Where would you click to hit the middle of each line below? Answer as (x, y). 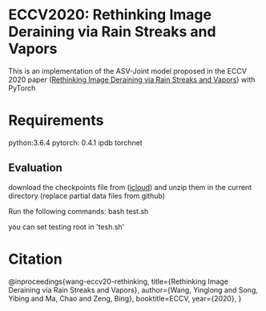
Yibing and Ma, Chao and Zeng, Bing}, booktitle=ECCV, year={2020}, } (125, 298)
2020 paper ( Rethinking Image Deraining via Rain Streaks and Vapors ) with (132, 79)
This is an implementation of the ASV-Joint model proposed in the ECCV (127, 71)
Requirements (56, 121)
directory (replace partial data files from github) (87, 196)
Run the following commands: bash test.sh (79, 211)
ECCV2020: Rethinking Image (110, 15)
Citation (35, 259)
